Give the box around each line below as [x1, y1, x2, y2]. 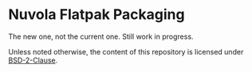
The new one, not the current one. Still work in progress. [8, 32, 194, 41]
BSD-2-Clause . [8, 55, 58, 65]
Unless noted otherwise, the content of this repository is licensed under [8, 47, 244, 56]
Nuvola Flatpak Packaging [8, 6, 185, 24]
